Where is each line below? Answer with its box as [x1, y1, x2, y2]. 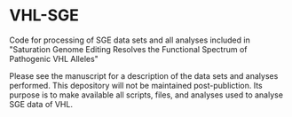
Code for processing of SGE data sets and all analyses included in [9, 35, 250, 45]
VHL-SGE [9, 5, 80, 26]
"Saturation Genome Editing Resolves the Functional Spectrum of [9, 43, 248, 54]
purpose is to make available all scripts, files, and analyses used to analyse [9, 90, 284, 100]
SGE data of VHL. [9, 98, 74, 109]
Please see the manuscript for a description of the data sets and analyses [9, 70, 279, 81]
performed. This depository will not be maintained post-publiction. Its [9, 80, 264, 90]
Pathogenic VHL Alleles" [9, 53, 99, 64]
